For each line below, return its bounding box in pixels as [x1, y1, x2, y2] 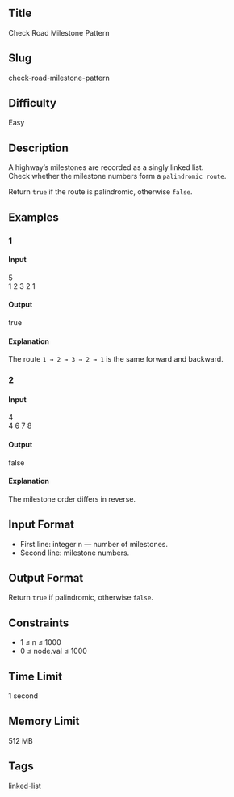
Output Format [8, 570, 84, 585]
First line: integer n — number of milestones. [19, 539, 168, 549]
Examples [8, 210, 59, 224]
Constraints [8, 616, 69, 630]
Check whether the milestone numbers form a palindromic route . [8, 172, 227, 181]
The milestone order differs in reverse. [8, 494, 136, 504]
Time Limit [8, 669, 63, 683]
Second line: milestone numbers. [19, 548, 130, 557]
